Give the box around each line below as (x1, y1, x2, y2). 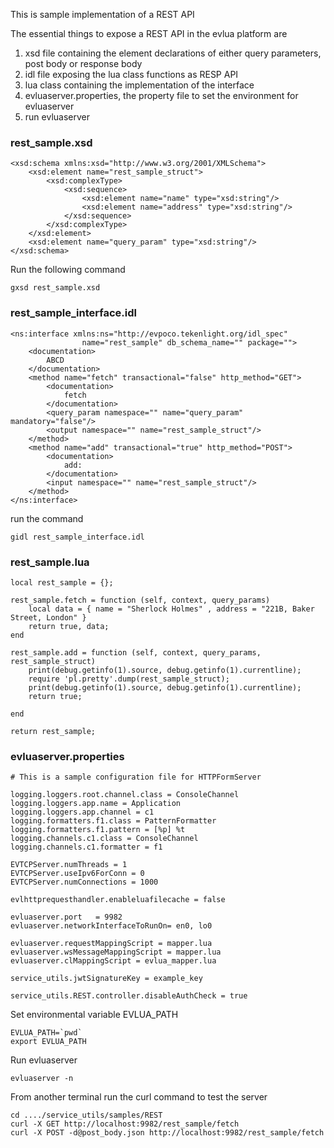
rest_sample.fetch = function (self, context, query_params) (10, 595, 271, 605)
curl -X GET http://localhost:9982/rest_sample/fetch (10, 1119, 240, 1129)
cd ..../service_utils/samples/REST (10, 1110, 163, 1121)
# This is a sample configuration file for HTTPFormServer (10, 772, 262, 783)
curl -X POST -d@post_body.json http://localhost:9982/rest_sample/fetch (10, 1128, 325, 1138)
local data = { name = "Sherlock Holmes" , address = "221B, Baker (28, 604, 315, 614)
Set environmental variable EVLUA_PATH (10, 1009, 179, 1021)
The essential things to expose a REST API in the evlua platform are (10, 28, 288, 39)
